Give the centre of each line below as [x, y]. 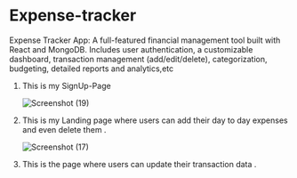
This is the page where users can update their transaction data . [139, 164]
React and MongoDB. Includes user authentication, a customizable [131, 49]
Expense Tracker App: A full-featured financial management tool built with [145, 40]
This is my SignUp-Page [66, 85]
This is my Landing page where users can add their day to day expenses [155, 120]
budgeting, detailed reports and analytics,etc [92, 69]
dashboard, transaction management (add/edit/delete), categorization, [139, 59]
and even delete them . [64, 129]
